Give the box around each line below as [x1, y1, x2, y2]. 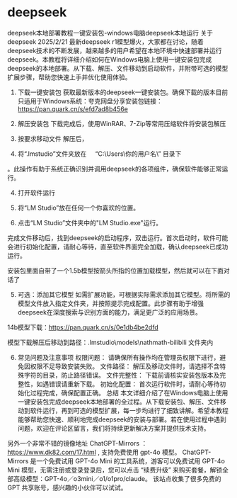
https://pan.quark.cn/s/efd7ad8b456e [17, 104, 129, 113]
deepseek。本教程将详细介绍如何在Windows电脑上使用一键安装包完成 [7, 55, 212, 64]
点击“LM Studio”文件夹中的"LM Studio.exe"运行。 [17, 218, 163, 227]
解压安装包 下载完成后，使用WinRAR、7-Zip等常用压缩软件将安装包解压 [17, 119, 226, 128]
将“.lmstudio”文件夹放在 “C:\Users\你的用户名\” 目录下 [17, 149, 182, 158]
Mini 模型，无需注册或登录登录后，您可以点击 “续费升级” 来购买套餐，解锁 [7, 465, 223, 474]
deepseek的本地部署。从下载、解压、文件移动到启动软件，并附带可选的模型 [7, 64, 229, 72]
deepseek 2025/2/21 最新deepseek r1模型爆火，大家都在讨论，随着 [7, 37, 204, 46]
